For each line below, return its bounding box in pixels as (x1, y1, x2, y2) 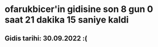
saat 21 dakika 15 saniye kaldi (4, 14, 129, 25)
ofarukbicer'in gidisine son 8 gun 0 (4, 3, 153, 15)
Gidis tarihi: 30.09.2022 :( (4, 34, 87, 42)
